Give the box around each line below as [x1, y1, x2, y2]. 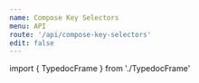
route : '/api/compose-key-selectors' [9, 30, 152, 39]
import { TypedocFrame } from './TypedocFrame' [9, 63, 191, 74]
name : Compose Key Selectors [9, 13, 119, 23]
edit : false [9, 38, 54, 48]
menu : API [9, 22, 47, 31]
